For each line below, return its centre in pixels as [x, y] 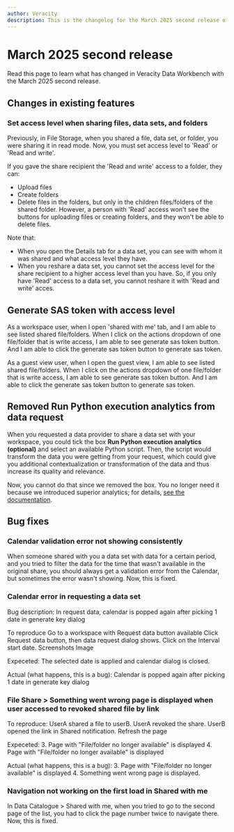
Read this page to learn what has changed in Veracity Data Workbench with [116, 74]
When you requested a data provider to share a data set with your [102, 434]
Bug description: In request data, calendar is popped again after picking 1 [112, 612]
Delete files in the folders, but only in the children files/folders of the [115, 202]
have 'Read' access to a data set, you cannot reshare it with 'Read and [118, 281]
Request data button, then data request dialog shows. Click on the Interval [114, 640]
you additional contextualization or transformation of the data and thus [108, 464]
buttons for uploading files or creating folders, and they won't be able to [120, 217]
